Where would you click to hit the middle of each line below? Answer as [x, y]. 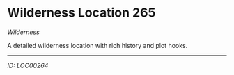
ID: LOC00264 [28, 65]
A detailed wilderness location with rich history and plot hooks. [97, 45]
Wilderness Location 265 [81, 13]
